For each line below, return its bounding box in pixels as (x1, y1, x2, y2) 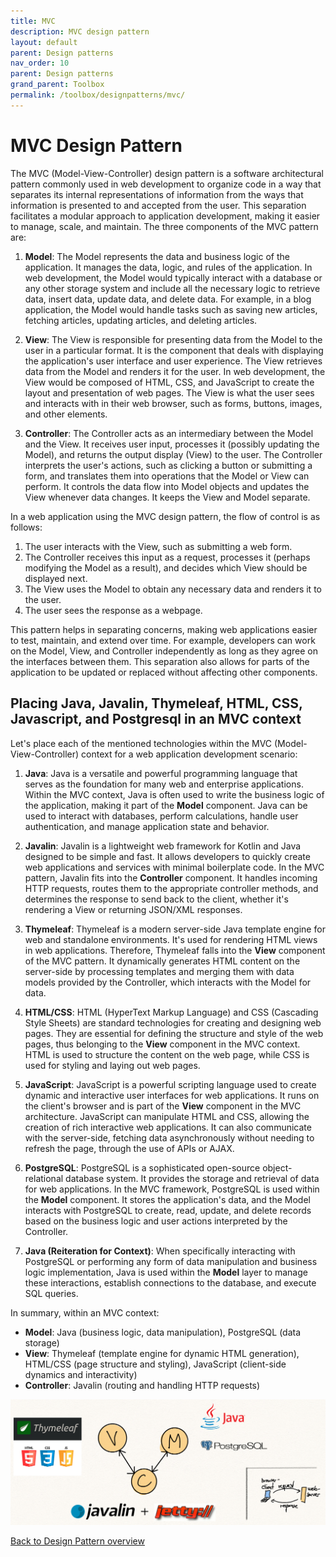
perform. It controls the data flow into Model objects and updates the (24, 480, 310, 492)
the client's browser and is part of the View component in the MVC (24, 1100, 302, 1112)
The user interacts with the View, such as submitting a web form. (24, 540, 293, 552)
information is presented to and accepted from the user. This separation (10, 199, 307, 211)
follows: (10, 521, 43, 533)
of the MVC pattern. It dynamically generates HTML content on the (24, 955, 301, 967)
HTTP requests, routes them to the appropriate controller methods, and (24, 882, 319, 894)
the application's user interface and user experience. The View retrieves (24, 355, 323, 367)
